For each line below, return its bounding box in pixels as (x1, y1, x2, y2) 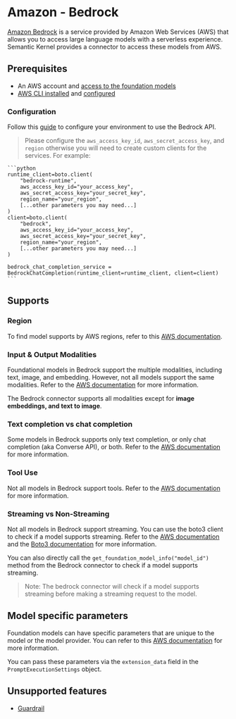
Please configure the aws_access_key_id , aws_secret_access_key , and (24, 137, 225, 145)
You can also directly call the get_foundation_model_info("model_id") (7, 554, 209, 562)
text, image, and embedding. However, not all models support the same (7, 373, 215, 382)
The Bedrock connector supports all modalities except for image (7, 394, 195, 403)
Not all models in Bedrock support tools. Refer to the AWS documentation (7, 484, 221, 492)
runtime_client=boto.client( (7, 171, 93, 178)
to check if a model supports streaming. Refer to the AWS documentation (7, 532, 220, 541)
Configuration (7, 106, 56, 116)
